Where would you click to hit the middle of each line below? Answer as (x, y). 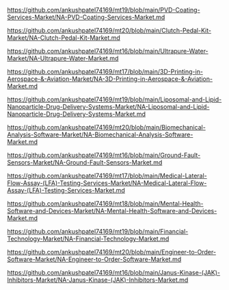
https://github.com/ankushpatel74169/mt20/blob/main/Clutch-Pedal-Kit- (109, 31)
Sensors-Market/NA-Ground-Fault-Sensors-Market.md (85, 162)
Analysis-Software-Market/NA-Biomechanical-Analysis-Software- (100, 134)
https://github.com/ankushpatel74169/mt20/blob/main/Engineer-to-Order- (112, 252)
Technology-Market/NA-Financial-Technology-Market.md (88, 239)
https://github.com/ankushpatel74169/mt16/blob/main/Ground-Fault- (104, 155)
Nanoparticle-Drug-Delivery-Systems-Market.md (76, 114)
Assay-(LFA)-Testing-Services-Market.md (66, 190)
